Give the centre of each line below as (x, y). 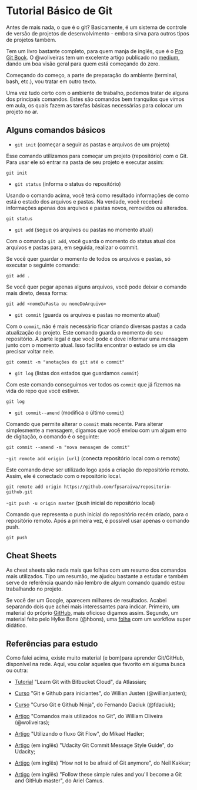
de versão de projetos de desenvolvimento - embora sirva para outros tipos (98, 33)
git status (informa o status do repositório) (68, 183)
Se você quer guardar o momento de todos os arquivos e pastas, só (88, 258)
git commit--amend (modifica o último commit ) (69, 412)
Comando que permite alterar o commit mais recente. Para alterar (85, 424)
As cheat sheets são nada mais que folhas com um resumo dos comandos (96, 570)
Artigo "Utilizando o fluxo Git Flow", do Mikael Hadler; (79, 734)
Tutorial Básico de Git (59, 11)
